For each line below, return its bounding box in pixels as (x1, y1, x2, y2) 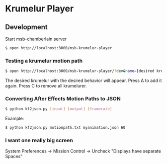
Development (5, 23, 48, 31)
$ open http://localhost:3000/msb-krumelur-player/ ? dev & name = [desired (5, 69, 155, 74)
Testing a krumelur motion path (5, 57, 83, 64)
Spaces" (5, 154, 23, 160)
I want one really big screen (5, 137, 73, 144)
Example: (5, 115, 24, 122)
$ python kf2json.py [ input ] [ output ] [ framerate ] (5, 106, 112, 112)
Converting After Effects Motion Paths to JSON (5, 95, 121, 102)
